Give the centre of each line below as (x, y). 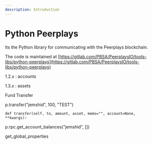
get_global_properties (27, 136)
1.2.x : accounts (21, 76)
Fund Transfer (19, 95)
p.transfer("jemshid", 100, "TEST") (39, 105)
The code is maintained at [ (32, 56)
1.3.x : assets (18, 86)
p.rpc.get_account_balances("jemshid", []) (47, 126)
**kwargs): (16, 118)
